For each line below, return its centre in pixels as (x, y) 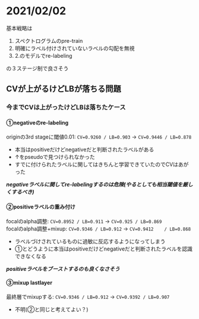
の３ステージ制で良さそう (37, 68)
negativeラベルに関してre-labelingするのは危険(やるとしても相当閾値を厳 (97, 184)
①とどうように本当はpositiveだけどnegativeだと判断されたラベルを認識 (104, 249)
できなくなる (30, 256)
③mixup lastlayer (29, 283)
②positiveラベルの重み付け (41, 207)
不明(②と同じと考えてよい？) (51, 309)
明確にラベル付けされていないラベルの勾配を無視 (75, 48)
